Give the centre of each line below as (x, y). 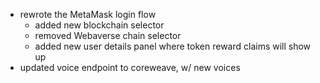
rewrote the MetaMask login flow (88, 14)
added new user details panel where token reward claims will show (173, 46)
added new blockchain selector (99, 25)
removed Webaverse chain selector (108, 35)
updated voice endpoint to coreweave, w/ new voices (130, 67)
